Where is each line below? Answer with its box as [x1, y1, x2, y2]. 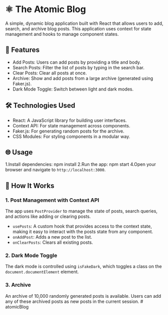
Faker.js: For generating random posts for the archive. [12, 128, 125, 134]
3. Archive [5, 282, 31, 289]
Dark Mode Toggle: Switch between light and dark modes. [12, 86, 134, 92]
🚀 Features [5, 46, 40, 54]
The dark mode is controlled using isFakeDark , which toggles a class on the [5, 263, 162, 269]
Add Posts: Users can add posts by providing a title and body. [12, 59, 141, 65]
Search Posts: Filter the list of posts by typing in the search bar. [12, 64, 145, 70]
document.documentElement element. [5, 269, 79, 275]
